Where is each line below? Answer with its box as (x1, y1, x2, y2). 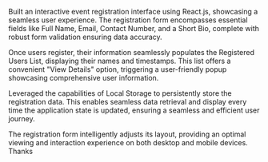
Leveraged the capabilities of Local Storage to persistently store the (8, 89, 232, 98)
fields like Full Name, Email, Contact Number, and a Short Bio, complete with (8, 24, 260, 33)
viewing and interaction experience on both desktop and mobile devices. (8, 138, 248, 147)
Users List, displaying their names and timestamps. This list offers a (8, 56, 231, 65)
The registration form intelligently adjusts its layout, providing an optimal (8, 129, 246, 139)
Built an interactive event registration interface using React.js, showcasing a (8, 7, 258, 16)
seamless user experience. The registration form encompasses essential (8, 15, 248, 25)
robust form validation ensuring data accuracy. (8, 32, 162, 41)
